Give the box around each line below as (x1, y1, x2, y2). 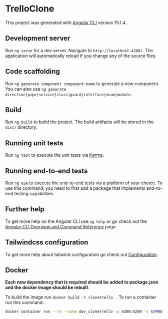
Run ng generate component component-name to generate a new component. (5, 81, 160, 87)
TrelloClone (5, 3, 54, 15)
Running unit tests (5, 139, 63, 147)
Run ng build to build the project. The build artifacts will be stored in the (5, 119, 154, 125)
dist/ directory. (5, 124, 37, 130)
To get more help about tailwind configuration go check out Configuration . (5, 251, 158, 257)
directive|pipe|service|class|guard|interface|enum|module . (5, 91, 132, 97)
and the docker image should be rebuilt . (5, 284, 90, 290)
